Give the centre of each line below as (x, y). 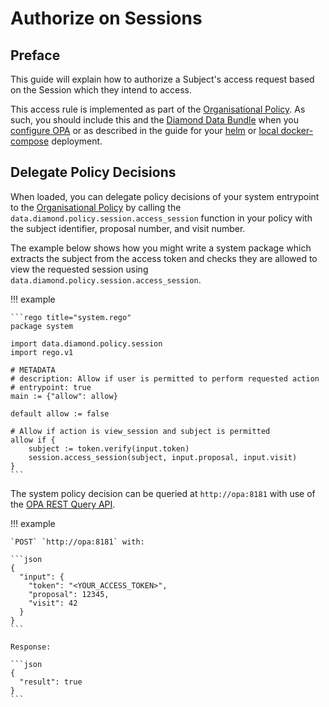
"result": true (51, 682)
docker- (297, 130)
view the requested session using (79, 269)
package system (42, 326)
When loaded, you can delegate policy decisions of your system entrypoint (165, 196)
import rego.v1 (42, 352)
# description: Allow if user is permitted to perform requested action (165, 378)
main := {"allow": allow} (64, 396)
